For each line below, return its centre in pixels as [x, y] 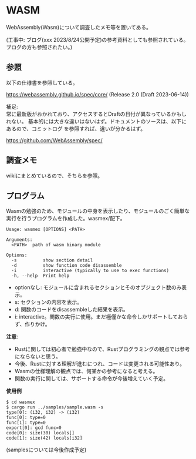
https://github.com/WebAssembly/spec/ [54, 140]
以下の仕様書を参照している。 [42, 82]
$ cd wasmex [21, 402]
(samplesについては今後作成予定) [46, 450]
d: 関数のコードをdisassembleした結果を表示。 [71, 310]
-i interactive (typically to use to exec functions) [90, 271]
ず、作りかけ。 [33, 324]
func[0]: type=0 [26, 418]
